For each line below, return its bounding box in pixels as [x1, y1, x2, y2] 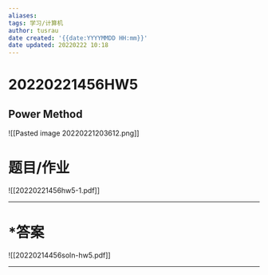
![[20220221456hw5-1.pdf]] [8, 186, 100, 195]
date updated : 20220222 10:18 [8, 41, 109, 49]
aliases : [8, 11, 37, 20]
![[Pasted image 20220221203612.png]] [8, 128, 140, 138]
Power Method [8, 107, 83, 120]
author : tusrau [8, 26, 59, 34]
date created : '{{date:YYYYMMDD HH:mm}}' [8, 33, 148, 42]
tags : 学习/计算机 [8, 19, 64, 27]
